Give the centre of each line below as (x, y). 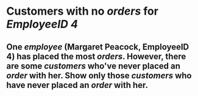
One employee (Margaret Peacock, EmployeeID (98, 47)
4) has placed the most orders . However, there (96, 56)
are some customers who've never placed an (94, 66)
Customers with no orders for (82, 11)
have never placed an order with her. (77, 85)
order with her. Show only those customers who (99, 76)
